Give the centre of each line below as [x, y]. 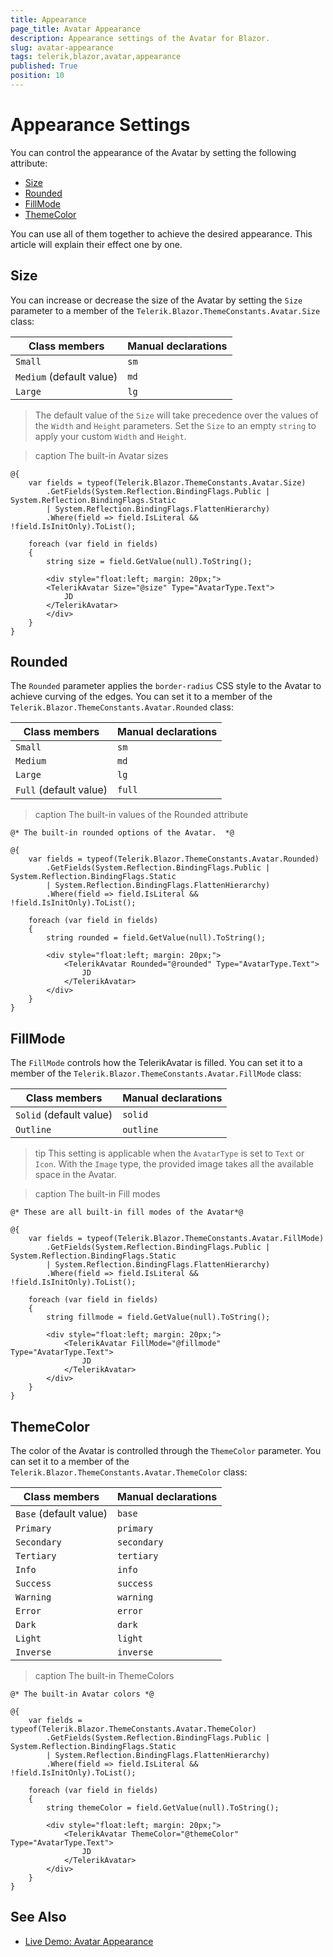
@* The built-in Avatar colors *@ [82, 1694]
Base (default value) [61, 1514]
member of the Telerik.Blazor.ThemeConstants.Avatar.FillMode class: [156, 1073]
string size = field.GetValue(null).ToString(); [149, 561]
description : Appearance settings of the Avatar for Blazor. [140, 38]
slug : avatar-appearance [62, 47]
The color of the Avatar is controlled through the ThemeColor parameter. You [166, 1451]
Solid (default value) [64, 1115]
